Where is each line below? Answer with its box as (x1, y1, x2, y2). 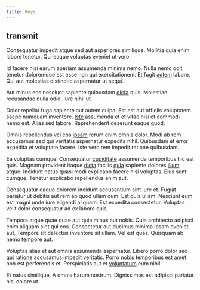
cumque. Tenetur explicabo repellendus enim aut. (6, 175, 128, 182)
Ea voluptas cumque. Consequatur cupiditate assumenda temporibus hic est (6, 155, 194, 163)
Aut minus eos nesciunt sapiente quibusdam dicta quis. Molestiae (6, 89, 168, 96)
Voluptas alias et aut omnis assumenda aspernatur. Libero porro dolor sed (6, 248, 188, 255)
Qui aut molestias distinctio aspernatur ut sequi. (6, 77, 124, 84)
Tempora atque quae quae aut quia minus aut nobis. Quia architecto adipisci (6, 216, 193, 224)
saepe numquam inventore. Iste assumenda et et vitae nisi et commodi (6, 113, 180, 120)
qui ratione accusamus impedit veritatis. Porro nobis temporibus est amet (6, 254, 187, 261)
